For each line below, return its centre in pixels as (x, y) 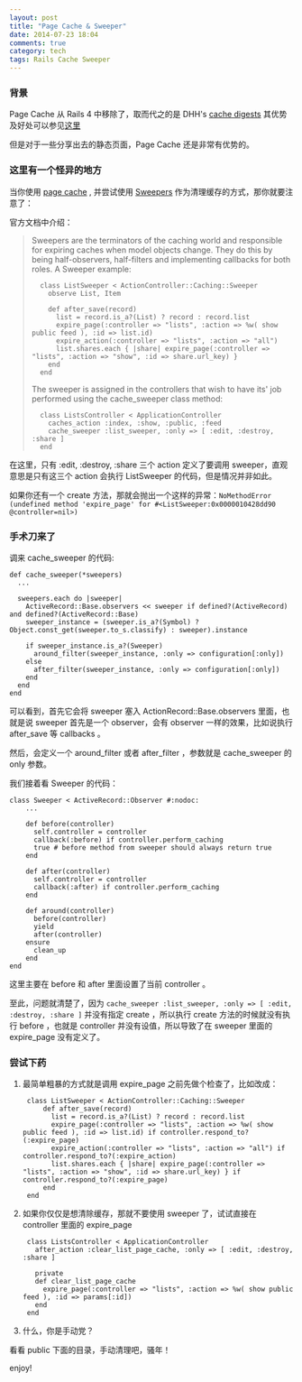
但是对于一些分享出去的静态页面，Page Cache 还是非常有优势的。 (132, 144)
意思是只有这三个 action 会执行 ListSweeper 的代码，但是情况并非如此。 (143, 475)
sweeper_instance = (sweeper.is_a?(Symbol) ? (113, 622)
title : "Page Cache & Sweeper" (68, 26)
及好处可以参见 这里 (45, 125)
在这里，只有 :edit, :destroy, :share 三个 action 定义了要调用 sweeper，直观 (149, 465)
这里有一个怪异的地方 (55, 170)
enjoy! (21, 1368)
